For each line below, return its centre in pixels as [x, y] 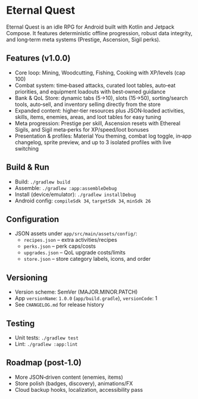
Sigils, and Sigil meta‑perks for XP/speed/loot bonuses [82, 129]
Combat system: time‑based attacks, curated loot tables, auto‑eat [95, 85]
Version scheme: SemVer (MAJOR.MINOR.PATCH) [76, 292]
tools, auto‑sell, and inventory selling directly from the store [88, 104]
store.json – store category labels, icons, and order [87, 259]
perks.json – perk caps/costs [60, 246]
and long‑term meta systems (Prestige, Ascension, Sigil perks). [83, 39]
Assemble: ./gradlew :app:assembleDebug [66, 188]
